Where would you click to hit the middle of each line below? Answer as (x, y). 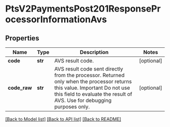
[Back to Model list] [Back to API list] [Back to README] (63, 119)
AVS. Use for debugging (83, 100)
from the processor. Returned (90, 75)
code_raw (20, 88)
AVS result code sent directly (89, 69)
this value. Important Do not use (92, 88)
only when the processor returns (93, 81)
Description (94, 52)
